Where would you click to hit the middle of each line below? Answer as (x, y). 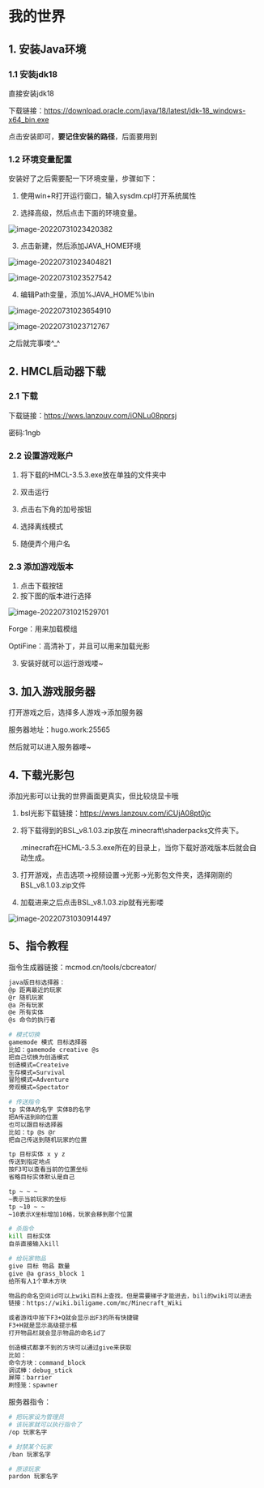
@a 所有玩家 (26, 1005)
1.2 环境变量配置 (40, 159)
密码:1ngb (25, 432)
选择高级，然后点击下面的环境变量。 (81, 213)
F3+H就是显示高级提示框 (43, 1326)
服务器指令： (30, 1402)
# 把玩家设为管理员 (36, 1417)
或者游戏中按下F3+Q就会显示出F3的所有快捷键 (74, 1318)
